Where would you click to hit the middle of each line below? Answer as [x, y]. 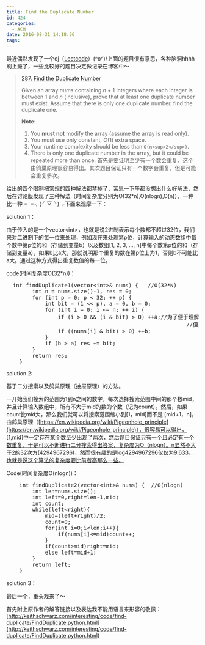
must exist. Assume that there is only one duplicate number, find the [107, 103]
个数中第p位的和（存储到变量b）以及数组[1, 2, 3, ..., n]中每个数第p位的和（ [100, 245]
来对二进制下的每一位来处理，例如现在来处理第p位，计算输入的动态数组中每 [102, 237]
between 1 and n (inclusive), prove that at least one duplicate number [108, 97]
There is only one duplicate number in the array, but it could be [110, 153]
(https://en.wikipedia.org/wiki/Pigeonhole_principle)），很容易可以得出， [97, 429]
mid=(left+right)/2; [76, 516]
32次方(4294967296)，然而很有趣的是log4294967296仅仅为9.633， [107, 452]
